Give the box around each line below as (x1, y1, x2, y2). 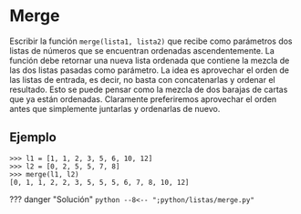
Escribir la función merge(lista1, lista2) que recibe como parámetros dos (9, 36, 293, 46)
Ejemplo (9, 129, 57, 146)
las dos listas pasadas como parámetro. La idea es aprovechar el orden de (9, 65, 290, 76)
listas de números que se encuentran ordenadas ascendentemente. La (9, 45, 275, 56)
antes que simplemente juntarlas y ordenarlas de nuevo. (9, 103, 221, 114)
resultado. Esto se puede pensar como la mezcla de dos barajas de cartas (9, 84, 288, 95)
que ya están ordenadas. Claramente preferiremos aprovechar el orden (9, 93, 277, 105)
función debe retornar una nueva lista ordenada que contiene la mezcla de (9, 55, 290, 66)
